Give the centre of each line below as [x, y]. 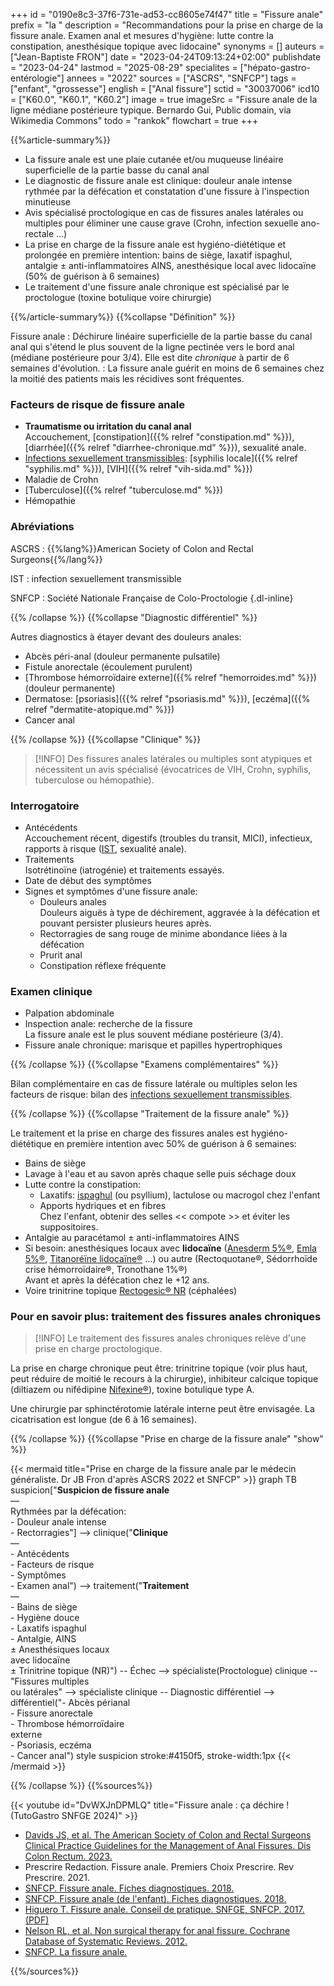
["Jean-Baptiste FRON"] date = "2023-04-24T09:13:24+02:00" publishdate [166, 57]
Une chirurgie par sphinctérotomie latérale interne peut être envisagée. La [162, 1409]
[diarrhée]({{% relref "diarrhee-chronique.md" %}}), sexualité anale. [165, 448]
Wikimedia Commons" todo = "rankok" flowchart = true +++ [134, 120]
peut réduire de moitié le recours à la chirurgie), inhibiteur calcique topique [164, 1379]
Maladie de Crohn [61, 480]
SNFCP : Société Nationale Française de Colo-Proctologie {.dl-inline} [152, 598]
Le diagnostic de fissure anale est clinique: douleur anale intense [158, 180]
